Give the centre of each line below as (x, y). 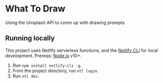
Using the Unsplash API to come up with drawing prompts (65, 22)
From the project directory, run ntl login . (55, 70)
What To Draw (35, 9)
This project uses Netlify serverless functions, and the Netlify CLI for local (81, 50)
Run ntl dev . (26, 76)
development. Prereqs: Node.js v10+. (43, 55)
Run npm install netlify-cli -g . (47, 65)
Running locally (30, 38)
